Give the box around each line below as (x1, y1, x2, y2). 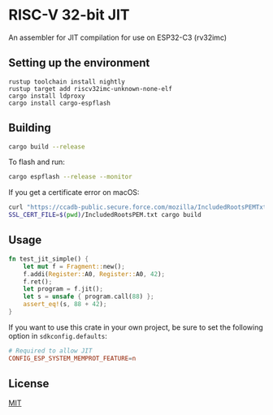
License (8, 377, 50, 391)
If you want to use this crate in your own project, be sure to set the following (8, 322, 264, 332)
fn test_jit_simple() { (8, 254, 89, 263)
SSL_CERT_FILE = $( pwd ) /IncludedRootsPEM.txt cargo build (8, 211, 201, 219)
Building (8, 121, 51, 135)
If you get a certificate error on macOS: (8, 188, 140, 197)
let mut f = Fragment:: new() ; (23, 262, 126, 270)
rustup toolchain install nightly (8, 77, 126, 86)
